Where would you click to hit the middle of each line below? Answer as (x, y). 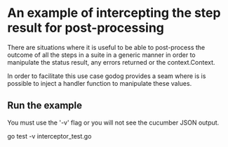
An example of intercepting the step (114, 13)
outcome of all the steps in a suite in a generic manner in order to (101, 55)
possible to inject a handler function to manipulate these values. (100, 83)
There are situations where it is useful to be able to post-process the (106, 47)
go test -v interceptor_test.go (49, 136)
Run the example (45, 106)
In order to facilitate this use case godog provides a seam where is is (107, 76)
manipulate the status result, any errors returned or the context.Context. (111, 62)
